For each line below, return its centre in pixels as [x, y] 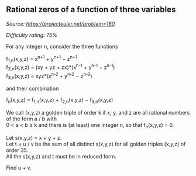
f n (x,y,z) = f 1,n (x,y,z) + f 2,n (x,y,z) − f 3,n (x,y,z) [60, 101]
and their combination [32, 89]
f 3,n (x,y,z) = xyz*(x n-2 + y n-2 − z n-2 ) [49, 76]
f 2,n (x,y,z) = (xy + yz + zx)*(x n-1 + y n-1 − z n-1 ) [61, 67]
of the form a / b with [32, 119]
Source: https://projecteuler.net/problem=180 [61, 23]
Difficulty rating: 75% [32, 35]
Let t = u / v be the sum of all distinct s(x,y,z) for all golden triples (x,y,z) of [96, 144]
